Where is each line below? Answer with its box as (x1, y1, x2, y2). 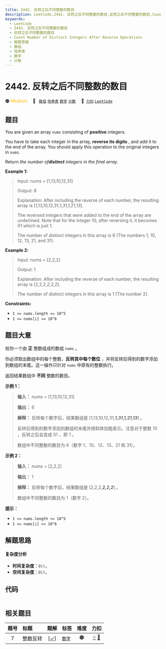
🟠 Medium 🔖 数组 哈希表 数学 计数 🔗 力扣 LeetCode (5, 98, 113, 104)
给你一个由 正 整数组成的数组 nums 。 (5, 345, 80, 351)
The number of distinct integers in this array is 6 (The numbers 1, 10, (17, 232, 157, 238)
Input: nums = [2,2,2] (17, 257, 61, 263)
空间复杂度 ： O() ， (12, 569, 50, 575)
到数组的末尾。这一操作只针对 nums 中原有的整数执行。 (5, 362, 116, 368)
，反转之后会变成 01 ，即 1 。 (17, 432, 77, 437)
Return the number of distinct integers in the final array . (5, 159, 119, 164)
